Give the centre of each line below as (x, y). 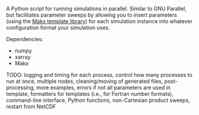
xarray (23, 57)
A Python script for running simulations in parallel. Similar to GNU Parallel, (97, 9)
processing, (21, 88)
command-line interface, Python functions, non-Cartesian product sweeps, (98, 100)
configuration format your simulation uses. (58, 27)
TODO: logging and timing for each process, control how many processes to (99, 75)
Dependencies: (25, 39)
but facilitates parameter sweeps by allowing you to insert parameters (91, 15)
